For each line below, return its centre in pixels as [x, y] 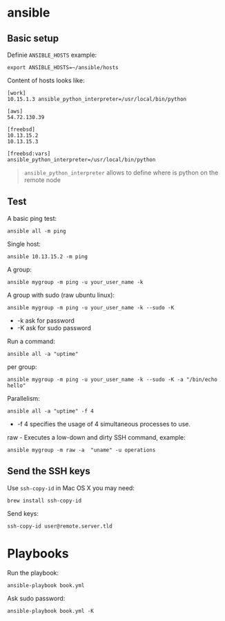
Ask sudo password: [36, 598]
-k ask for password [46, 321]
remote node [42, 180]
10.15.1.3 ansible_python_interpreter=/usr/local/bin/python [97, 99]
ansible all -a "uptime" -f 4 [51, 411]
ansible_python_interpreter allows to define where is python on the [121, 172]
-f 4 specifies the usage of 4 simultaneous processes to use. [104, 424]
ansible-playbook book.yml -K [51, 611]
